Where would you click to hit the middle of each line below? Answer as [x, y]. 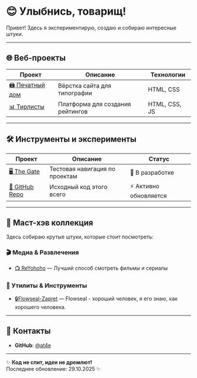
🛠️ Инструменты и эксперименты [71, 139]
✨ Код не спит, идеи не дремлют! [49, 362]
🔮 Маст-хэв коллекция [50, 223]
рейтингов [73, 111]
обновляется [148, 195]
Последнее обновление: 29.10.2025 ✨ [53, 369]
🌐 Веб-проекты [36, 58]
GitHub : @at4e [33, 345]
